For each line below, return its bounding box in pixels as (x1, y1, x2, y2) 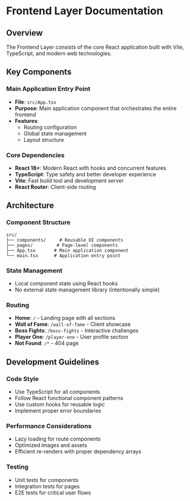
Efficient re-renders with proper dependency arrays (14, 448, 141, 455)
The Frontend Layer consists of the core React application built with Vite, (6, 43, 185, 50)
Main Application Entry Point (6, 85, 91, 93)
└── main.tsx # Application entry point (6, 252, 121, 259)
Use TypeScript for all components (14, 388, 100, 395)
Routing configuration (23, 123, 77, 131)
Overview (6, 28, 43, 38)
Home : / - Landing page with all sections (14, 315, 116, 322)
